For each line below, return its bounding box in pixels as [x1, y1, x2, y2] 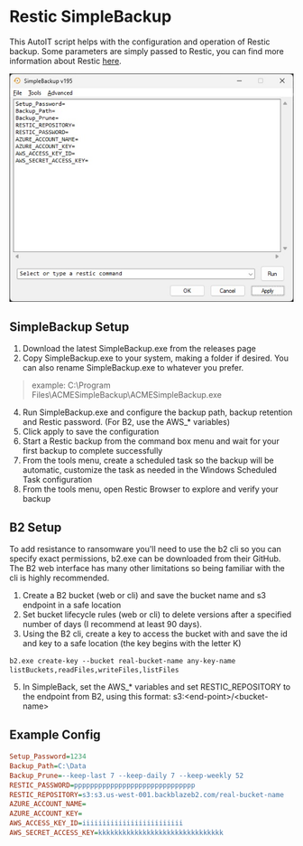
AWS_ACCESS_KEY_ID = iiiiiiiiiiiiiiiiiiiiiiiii [9, 819, 183, 828]
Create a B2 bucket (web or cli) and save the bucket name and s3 [22, 590, 266, 601]
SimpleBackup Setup [9, 319, 130, 335]
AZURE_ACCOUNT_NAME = [9, 800, 87, 809]
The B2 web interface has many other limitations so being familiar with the [9, 563, 286, 574]
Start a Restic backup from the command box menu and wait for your [22, 436, 280, 446]
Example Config [9, 727, 101, 742]
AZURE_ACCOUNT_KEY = [9, 809, 83, 819]
